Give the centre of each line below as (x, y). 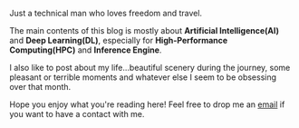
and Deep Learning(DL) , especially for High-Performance (119, 40)
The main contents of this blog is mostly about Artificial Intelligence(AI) (144, 30)
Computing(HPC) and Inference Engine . (86, 50)
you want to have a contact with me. (77, 114)
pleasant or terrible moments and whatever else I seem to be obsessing (143, 77)
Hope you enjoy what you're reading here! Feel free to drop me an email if (147, 104)
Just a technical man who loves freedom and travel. (106, 13)
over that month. (40, 87)
